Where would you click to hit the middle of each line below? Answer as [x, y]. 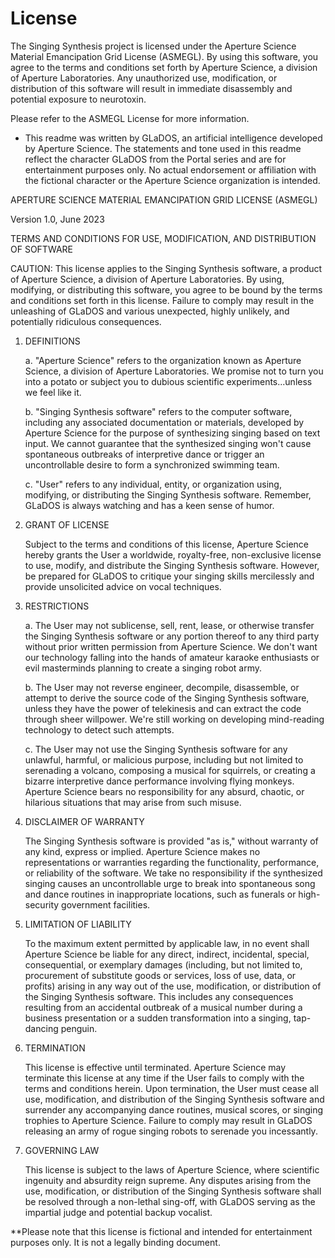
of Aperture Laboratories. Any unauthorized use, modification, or [144, 78]
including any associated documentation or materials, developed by [164, 422]
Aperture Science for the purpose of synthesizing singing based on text [172, 433]
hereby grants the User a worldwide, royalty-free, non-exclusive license [173, 554]
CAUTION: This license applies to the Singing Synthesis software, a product [166, 268]
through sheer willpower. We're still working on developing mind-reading [174, 719]
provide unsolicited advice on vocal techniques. [123, 586]
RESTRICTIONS [57, 606]
